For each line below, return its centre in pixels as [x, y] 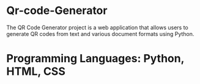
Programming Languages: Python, [95, 59]
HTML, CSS [36, 72]
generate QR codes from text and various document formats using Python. [100, 33]
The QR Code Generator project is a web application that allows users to [97, 27]
